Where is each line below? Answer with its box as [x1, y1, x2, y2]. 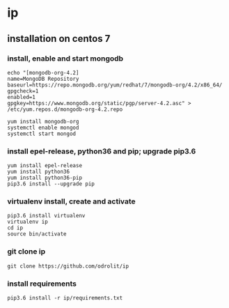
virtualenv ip [7, 218, 49, 226]
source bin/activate [7, 231, 68, 238]
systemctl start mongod [7, 130, 77, 137]
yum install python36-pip [7, 174, 82, 182]
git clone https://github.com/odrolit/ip [7, 263, 129, 270]
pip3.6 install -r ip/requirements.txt [7, 295, 123, 302]
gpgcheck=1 [7, 87, 39, 95]
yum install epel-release [7, 162, 82, 169]
